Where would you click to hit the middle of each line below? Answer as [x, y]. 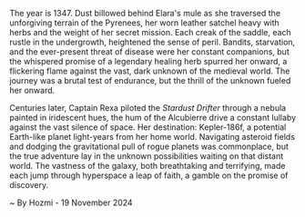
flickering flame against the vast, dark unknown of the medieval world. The [150, 71]
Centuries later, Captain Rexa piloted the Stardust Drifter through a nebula [148, 108]
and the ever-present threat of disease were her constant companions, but [149, 52]
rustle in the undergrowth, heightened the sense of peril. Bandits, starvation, [152, 42]
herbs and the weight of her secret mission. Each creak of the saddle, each [150, 32]
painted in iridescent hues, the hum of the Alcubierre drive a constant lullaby [153, 118]
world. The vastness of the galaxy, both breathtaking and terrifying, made [147, 166]
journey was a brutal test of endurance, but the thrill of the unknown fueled [150, 80]
